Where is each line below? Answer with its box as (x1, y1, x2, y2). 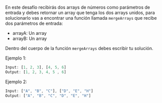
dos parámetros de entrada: (5, 20, 63, 26)
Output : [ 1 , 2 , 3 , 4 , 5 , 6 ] (5, 69, 66, 75)
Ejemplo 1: (5, 55, 27, 61)
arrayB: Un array (12, 35, 47, 41)
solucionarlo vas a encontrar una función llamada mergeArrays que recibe (5, 15, 157, 21)
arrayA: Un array (12, 30, 47, 36)
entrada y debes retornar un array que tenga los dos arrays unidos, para (5, 10, 155, 16)
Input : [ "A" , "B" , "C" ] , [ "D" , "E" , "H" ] (5, 88, 94, 93)
